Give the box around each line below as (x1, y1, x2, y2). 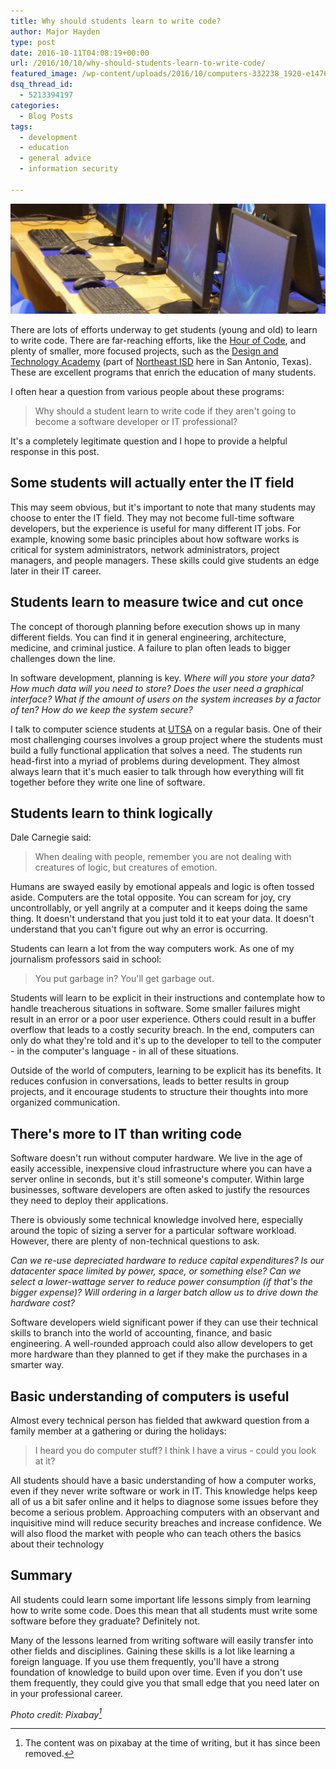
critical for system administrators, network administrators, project (10, 543, 280, 555)
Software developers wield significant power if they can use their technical (10, 1316, 318, 1329)
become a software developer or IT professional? (34, 415, 238, 427)
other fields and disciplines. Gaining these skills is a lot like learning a (10, 1645, 295, 1657)
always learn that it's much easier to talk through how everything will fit (10, 765, 305, 777)
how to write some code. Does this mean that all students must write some (10, 1604, 318, 1616)
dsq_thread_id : (10, 80, 74, 90)
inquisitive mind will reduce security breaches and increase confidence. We (10, 1517, 322, 1529)
